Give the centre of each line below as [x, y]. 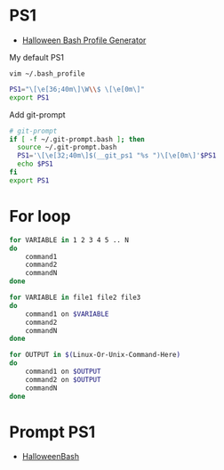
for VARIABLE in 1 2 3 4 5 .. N [69, 240]
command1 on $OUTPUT [63, 371]
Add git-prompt [37, 114]
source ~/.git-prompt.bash [67, 148]
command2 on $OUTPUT [63, 379]
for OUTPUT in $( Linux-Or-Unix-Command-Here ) [95, 355]
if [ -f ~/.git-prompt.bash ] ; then [77, 139]
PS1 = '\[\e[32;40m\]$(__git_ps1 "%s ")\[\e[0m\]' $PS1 [117, 156]
